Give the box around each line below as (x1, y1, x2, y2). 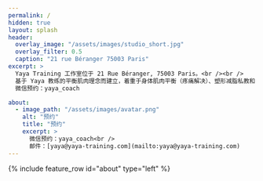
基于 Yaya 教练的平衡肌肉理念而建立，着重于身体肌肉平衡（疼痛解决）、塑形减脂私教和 (15, 77, 256, 85)
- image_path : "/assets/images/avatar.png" (15, 106, 159, 114)
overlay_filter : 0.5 (15, 48, 82, 56)
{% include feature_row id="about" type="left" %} (8, 164, 171, 173)
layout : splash (8, 26, 58, 34)
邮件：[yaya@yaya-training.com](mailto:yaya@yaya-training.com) (28, 142, 241, 150)
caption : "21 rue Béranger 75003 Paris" (15, 56, 149, 63)
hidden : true (8, 19, 51, 27)
